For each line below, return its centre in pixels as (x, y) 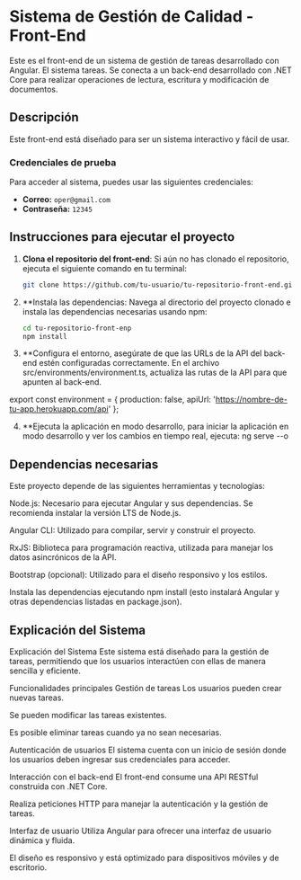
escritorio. (28, 867)
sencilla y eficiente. (45, 671)
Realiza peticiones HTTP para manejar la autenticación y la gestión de (139, 804)
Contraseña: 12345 (57, 209)
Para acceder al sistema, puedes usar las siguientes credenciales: (132, 182)
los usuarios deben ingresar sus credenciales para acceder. (120, 760)
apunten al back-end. (62, 382)
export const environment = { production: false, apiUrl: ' (113, 400)
